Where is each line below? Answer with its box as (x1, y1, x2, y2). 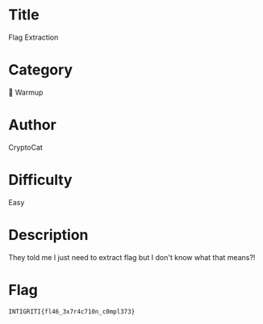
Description (8, 225, 89, 244)
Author (8, 116, 56, 134)
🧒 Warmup (8, 87, 44, 97)
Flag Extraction (8, 32, 59, 42)
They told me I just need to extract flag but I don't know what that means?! (8, 252, 256, 262)
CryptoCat (8, 142, 43, 152)
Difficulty (8, 171, 73, 189)
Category (8, 61, 73, 79)
